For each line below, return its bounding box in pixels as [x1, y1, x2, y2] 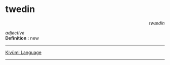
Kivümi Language [5, 49, 42, 55]
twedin [5, 3, 35, 15]
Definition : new [5, 35, 39, 41]
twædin [149, 20, 165, 26]
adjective [5, 29, 25, 35]
